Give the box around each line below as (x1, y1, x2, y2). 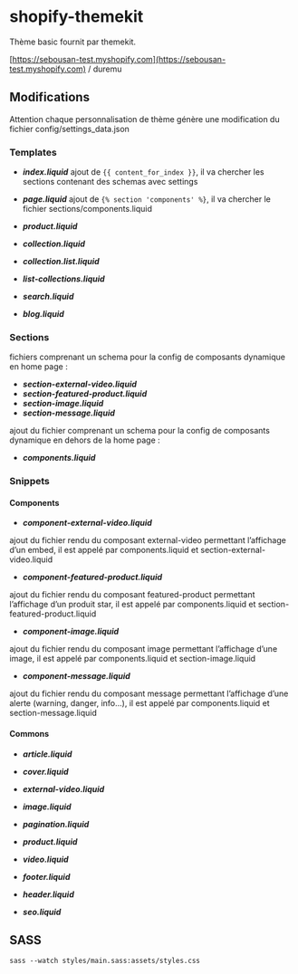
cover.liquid (22, 766, 70, 777)
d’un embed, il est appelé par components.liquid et (9, 545, 199, 556)
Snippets (9, 475, 50, 488)
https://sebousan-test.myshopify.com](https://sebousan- (12, 53, 226, 64)
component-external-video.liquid (22, 518, 152, 529)
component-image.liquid (22, 626, 120, 637)
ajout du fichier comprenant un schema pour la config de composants (9, 425, 270, 436)
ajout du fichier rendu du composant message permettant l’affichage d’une (9, 688, 289, 699)
